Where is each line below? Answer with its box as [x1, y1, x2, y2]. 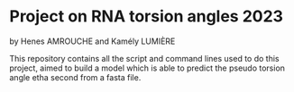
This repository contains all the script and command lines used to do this [9, 53, 280, 63]
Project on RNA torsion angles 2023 [9, 6, 284, 27]
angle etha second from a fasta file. [9, 71, 142, 82]
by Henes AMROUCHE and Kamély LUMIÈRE [9, 36, 176, 46]
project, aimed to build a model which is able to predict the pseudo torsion [9, 63, 286, 73]
